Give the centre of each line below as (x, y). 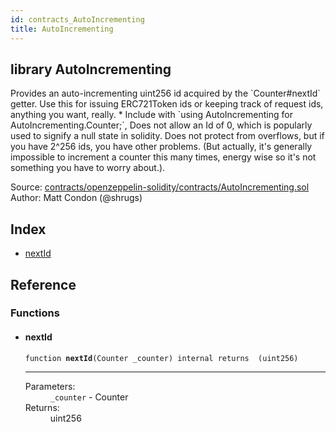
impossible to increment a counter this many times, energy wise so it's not (163, 157)
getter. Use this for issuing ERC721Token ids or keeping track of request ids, (167, 104)
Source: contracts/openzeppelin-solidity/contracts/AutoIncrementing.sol (160, 187)
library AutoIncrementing (91, 69)
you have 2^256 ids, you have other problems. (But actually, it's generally (161, 147)
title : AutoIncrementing (62, 29)
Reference (43, 284)
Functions (35, 313)
